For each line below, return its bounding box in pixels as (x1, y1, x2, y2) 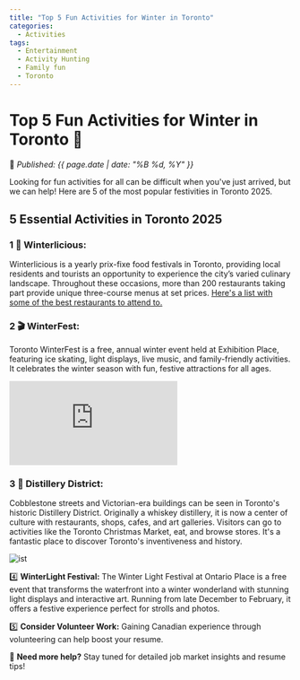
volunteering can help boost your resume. (9, 633, 164, 644)
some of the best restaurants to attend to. (9, 297, 163, 308)
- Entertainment (17, 47, 78, 56)
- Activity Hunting (17, 55, 90, 64)
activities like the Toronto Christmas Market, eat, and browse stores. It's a (9, 526, 281, 536)
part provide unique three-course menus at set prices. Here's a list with (9, 288, 273, 299)
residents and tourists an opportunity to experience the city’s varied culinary (9, 268, 291, 279)
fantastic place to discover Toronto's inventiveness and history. (9, 536, 243, 546)
